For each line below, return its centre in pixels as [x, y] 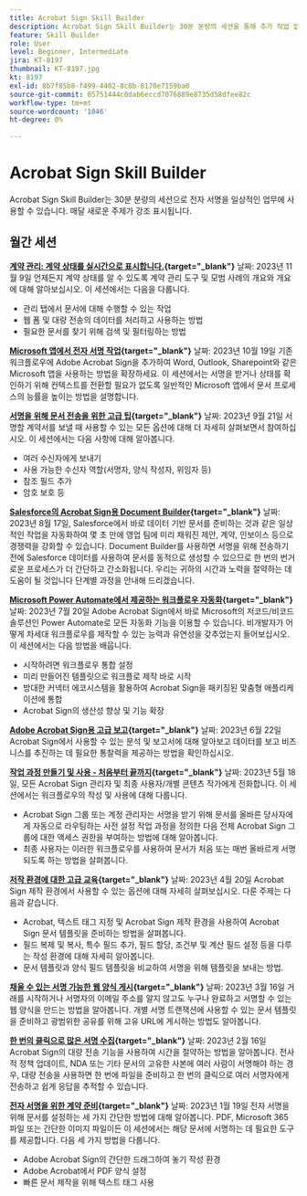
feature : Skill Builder [55, 35]
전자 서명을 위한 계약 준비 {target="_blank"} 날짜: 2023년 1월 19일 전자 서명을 [149, 1106]
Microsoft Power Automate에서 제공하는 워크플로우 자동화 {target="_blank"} [152, 599]
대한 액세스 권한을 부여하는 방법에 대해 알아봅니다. [129, 837]
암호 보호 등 [44, 492]
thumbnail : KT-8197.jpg [55, 69]
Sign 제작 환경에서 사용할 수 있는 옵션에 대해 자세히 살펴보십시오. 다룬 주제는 [145, 891]
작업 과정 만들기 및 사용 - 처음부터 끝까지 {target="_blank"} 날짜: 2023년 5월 [148, 772]
